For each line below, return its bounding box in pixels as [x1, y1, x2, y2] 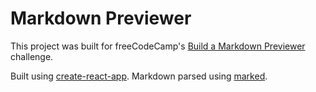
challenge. [10, 50, 54, 62]
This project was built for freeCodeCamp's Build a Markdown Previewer [10, 40, 306, 52]
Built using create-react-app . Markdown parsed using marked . [10, 70, 268, 82]
